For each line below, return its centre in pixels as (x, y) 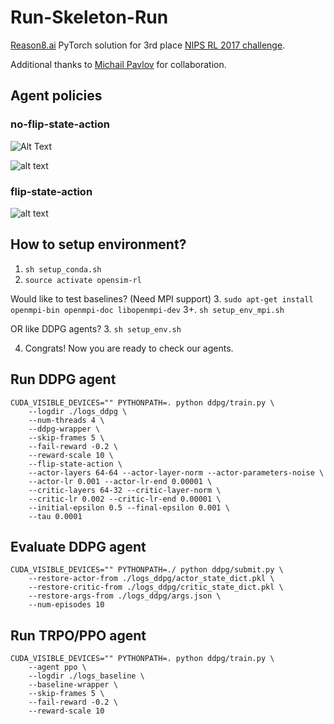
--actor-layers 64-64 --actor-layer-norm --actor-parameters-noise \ (176, 472)
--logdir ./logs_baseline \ (86, 676)
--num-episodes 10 (66, 605)
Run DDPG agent (63, 379)
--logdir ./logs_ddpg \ (78, 411)
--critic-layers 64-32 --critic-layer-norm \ (125, 490)
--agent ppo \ (57, 667)
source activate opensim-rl (83, 280)
